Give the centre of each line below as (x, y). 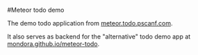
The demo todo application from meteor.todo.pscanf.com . (90, 23)
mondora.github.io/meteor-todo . (53, 44)
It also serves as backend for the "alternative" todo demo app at (99, 36)
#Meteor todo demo (36, 10)
